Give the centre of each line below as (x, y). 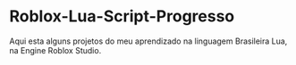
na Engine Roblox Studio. (55, 50)
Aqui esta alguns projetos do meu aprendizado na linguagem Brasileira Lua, (148, 41)
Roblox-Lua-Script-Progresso (122, 16)
